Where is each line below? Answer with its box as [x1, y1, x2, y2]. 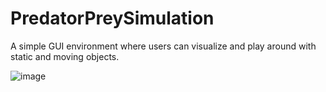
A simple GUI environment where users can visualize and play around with [10, 40, 317, 52]
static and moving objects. [10, 50, 120, 62]
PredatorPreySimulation [10, 7, 215, 30]
